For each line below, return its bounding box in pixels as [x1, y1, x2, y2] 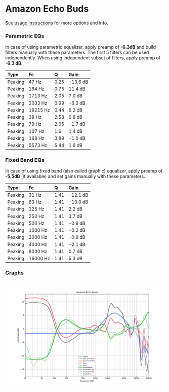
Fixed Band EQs [5, 156, 45, 163]
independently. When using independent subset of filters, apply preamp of [5, 55, 161, 61]
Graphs [5, 269, 24, 276]
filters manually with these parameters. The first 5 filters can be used [5, 49, 149, 56]
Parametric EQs [5, 32, 45, 40]
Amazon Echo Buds [5, 3, 89, 15]
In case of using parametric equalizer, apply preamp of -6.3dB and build [5, 44, 156, 50]
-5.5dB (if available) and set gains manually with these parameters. [5, 173, 145, 180]
